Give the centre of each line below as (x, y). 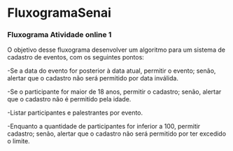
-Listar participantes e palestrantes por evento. (75, 113)
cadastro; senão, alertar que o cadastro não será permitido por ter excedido (116, 134)
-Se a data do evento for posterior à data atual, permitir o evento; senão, (112, 71)
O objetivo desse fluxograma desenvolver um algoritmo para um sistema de (116, 50)
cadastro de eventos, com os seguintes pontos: (76, 57)
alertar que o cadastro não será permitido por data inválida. (93, 78)
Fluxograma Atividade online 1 (59, 35)
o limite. (19, 141)
